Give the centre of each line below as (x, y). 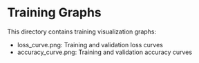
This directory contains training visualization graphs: (82, 32)
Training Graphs (54, 13)
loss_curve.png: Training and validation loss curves (90, 45)
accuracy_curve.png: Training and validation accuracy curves (104, 52)
